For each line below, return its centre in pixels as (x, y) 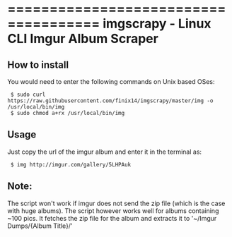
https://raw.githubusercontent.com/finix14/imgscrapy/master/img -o (110, 101)
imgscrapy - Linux (157, 24)
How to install (38, 65)
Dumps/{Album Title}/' (40, 226)
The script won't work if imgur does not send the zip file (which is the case (116, 203)
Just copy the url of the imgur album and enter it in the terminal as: (105, 152)
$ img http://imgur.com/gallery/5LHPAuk (71, 164)
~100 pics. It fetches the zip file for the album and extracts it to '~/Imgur (112, 218)
